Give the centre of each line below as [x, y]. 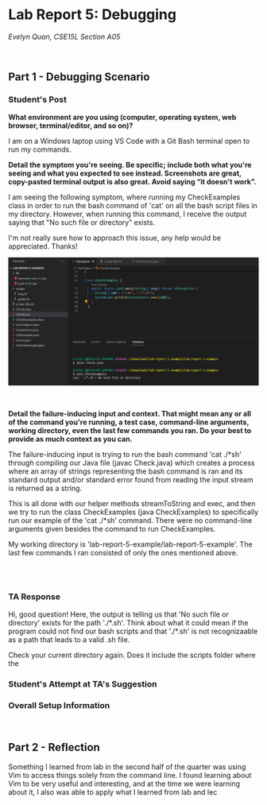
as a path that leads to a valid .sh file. [69, 639]
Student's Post [38, 99]
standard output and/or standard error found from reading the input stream [131, 479]
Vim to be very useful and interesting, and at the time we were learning [124, 784]
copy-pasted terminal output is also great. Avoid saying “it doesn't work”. [132, 181]
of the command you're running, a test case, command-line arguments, [129, 422]
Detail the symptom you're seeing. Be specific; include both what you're [130, 164]
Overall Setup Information [59, 705]
